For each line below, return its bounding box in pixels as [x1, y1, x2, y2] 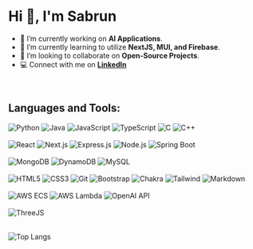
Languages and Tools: [8, 102, 121, 115]
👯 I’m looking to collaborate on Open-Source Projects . [19, 50, 200, 60]
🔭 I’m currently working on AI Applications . [19, 34, 163, 43]
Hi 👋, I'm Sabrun [8, 7, 117, 26]
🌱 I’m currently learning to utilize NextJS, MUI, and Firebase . [19, 42, 221, 51]
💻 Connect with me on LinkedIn [19, 59, 127, 69]
